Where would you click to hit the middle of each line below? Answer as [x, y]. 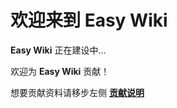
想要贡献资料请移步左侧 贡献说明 [77, 92]
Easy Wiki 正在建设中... [58, 50]
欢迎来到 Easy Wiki [89, 20]
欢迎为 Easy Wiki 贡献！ [60, 71]
